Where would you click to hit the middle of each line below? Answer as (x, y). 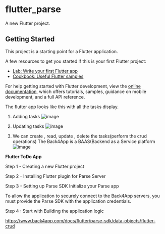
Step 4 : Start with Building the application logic (55, 211)
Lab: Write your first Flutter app (45, 71)
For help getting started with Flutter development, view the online (73, 86)
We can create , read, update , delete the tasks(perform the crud (80, 136)
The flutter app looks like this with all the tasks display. (62, 107)
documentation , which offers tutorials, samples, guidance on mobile (76, 91)
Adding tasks (26, 116)
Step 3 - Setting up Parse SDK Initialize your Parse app (62, 186)
